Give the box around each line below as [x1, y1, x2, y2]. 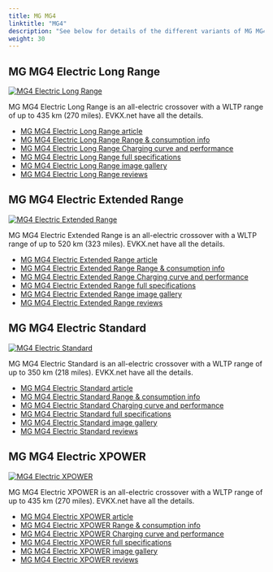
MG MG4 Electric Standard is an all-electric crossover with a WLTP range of [8, 358, 262, 368]
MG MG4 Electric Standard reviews [19, 426, 138, 435]
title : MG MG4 [8, 11, 57, 20]
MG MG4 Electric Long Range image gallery [19, 161, 167, 171]
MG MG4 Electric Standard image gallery [19, 418, 158, 427]
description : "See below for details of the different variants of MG [8, 27, 253, 35]
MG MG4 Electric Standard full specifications [19, 409, 172, 418]
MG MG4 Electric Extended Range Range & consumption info [19, 263, 225, 273]
